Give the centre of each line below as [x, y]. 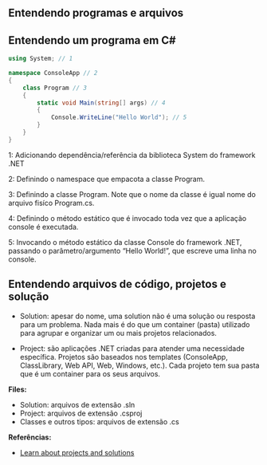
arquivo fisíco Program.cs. [51, 203]
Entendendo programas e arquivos [96, 13]
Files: [18, 389]
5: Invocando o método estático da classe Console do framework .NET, [125, 242]
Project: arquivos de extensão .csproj [81, 413]
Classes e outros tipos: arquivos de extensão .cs [99, 421]
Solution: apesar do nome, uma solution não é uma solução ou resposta [137, 316]
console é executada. [43, 227]
